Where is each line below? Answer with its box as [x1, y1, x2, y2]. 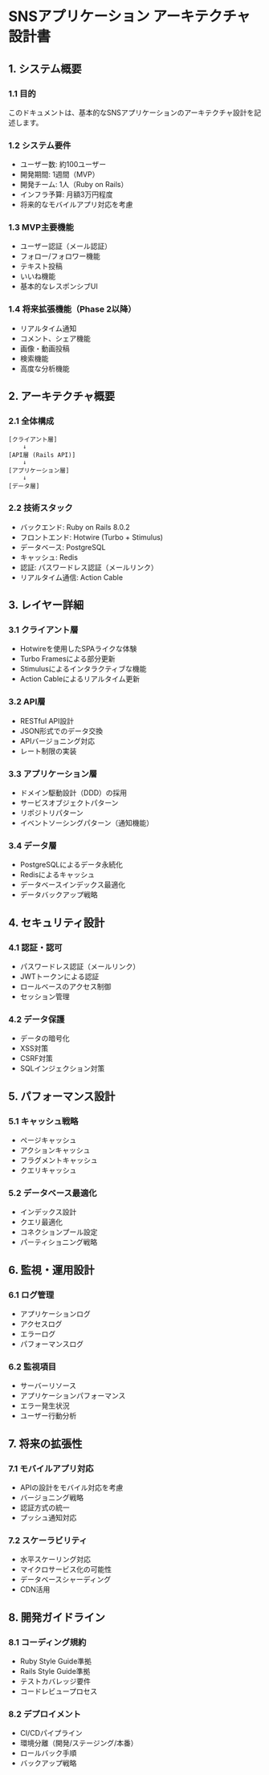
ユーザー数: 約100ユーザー [19, 160, 107, 169]
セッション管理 [19, 992, 70, 1002]
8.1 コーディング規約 [8, 1636, 87, 1647]
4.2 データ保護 [8, 1014, 65, 1025]
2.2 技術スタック [8, 503, 74, 514]
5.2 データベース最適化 [8, 1187, 97, 1198]
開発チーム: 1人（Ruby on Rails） [19, 180, 128, 190]
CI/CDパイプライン [19, 1728, 83, 1738]
